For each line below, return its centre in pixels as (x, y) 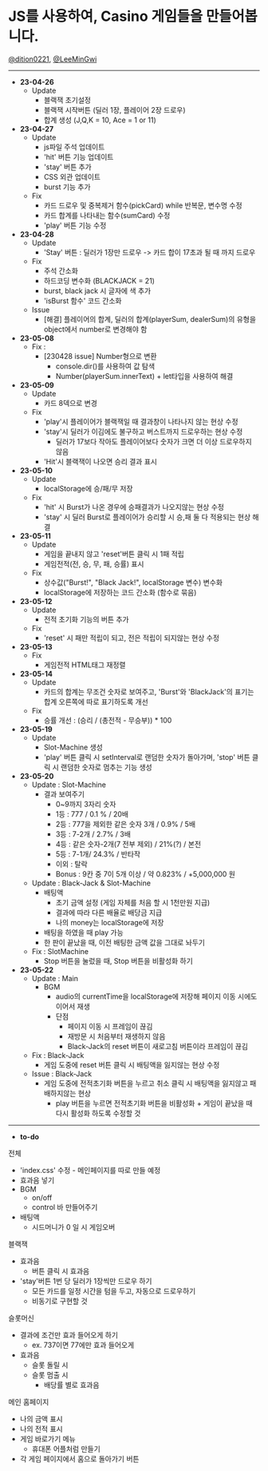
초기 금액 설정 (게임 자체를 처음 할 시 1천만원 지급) (133, 902)
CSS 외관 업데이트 (72, 177)
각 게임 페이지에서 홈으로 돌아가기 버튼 (79, 1458)
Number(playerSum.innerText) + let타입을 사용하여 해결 (144, 376)
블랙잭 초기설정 (67, 100)
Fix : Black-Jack (58, 1055)
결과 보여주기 (64, 794)
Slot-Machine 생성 (73, 747)
